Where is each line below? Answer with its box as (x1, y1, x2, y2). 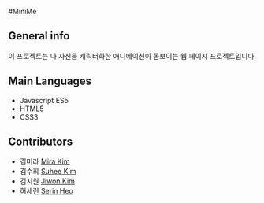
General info (8, 29, 70, 42)
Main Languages (8, 75, 92, 88)
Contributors (8, 135, 73, 149)
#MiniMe (8, 7, 37, 16)
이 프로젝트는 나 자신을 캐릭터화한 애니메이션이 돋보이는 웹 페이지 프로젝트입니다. (8, 51, 257, 61)
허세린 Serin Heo (19, 186, 73, 196)
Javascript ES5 (19, 95, 69, 105)
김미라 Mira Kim (19, 157, 70, 166)
